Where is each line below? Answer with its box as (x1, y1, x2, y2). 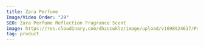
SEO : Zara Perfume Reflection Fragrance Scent (6, 20, 126, 26)
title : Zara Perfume (6, 8, 59, 15)
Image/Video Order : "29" (6, 14, 69, 20)
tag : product (6, 31, 39, 37)
